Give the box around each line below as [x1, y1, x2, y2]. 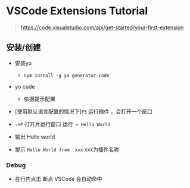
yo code [14, 83, 35, 90]
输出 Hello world [14, 133, 55, 140]
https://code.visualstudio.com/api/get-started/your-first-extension [20, 24, 184, 31]
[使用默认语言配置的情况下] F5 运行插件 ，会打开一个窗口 [14, 108, 153, 115]
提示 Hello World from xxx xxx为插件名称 [14, 146, 119, 153]
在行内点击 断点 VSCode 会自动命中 [14, 176, 102, 183]
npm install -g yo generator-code [23, 73, 110, 79]
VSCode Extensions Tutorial [6, 4, 148, 18]
